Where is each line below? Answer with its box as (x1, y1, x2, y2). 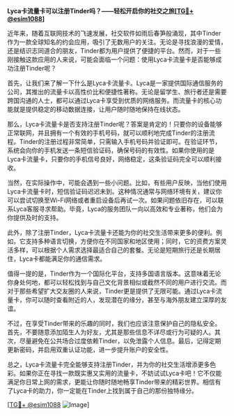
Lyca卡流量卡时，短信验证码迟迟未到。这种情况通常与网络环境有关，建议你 (7, 187, 222, 195)
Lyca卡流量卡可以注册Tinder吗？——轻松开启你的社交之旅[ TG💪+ (7, 7, 194, 15)
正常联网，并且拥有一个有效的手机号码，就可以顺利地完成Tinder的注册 (7, 129, 209, 137)
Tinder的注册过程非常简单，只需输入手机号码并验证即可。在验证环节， (19, 138, 221, 145)
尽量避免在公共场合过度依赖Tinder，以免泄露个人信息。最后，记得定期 (19, 337, 221, 345)
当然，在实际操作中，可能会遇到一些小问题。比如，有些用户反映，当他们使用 (7, 178, 227, 187)
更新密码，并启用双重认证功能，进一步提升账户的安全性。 (7, 345, 172, 354)
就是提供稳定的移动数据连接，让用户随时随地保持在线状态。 (13, 105, 185, 113)
